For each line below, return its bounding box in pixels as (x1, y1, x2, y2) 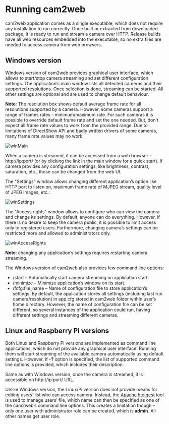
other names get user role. (5, 413, 61, 419)
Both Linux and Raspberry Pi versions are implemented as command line (5, 340, 156, 346)
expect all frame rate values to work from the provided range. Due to (5, 122, 148, 128)
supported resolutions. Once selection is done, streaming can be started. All (5, 86, 163, 92)
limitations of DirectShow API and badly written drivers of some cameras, (5, 128, 157, 134)
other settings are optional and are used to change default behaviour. (5, 91, 149, 97)
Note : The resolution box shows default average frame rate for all (5, 101, 141, 107)
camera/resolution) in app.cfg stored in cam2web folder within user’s (12, 296, 156, 302)
